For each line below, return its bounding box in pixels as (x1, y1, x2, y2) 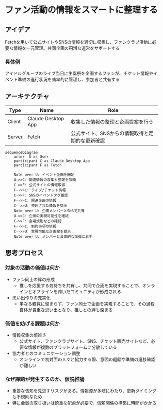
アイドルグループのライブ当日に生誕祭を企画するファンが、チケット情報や (5, 71, 154, 76)
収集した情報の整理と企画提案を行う (71, 119, 154, 125)
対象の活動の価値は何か (5, 265, 60, 271)
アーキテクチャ (5, 92, 49, 100)
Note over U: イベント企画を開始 (14, 172, 75, 178)
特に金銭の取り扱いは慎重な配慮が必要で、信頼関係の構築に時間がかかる (12, 400, 157, 406)
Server (7, 133, 23, 140)
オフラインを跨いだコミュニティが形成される (32, 288, 121, 294)
